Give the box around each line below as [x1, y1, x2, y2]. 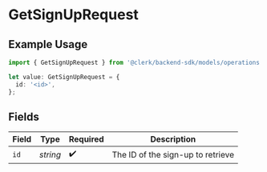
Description [150, 134, 196, 145]
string [38, 149, 62, 160]
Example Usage [8, 38, 88, 51]
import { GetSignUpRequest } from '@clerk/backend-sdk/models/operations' [8, 58, 264, 66]
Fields [8, 110, 40, 123]
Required [68, 134, 104, 145]
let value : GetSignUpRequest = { [8, 73, 120, 81]
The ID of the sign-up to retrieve [111, 149, 235, 160]
